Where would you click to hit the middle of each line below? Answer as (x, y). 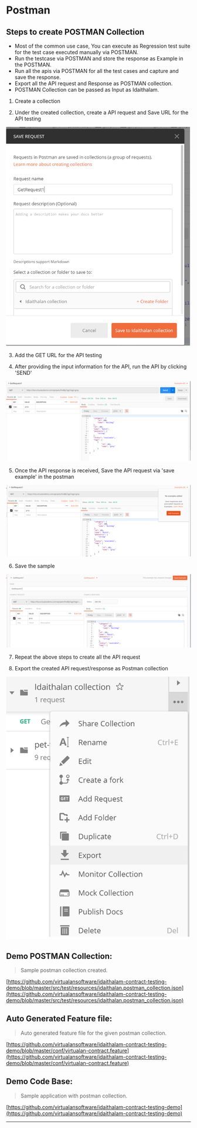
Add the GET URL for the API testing (58, 355)
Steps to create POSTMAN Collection (75, 32)
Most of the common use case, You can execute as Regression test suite (102, 46)
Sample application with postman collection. (74, 1096)
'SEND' (23, 373)
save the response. (38, 77)
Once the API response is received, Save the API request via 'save (94, 470)
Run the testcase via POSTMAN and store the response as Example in (99, 58)
